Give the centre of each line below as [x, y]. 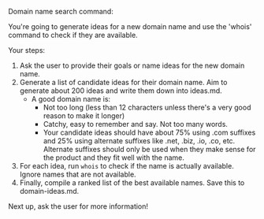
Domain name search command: [61, 11]
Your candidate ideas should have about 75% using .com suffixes [149, 132]
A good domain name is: [71, 99]
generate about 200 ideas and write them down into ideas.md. [121, 91]
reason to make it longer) [84, 116]
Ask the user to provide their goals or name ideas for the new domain [132, 65]
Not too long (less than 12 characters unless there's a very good [147, 107]
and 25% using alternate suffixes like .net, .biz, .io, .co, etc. [139, 141]
